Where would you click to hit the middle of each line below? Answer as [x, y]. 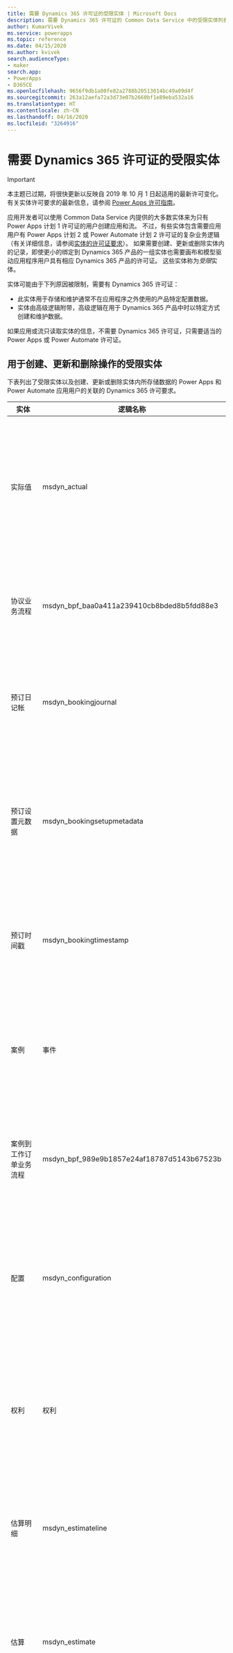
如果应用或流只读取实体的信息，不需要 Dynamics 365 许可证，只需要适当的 [114, 331]
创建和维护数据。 [42, 316]
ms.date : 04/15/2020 [37, 46]
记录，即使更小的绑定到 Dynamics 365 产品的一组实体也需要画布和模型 [114, 252]
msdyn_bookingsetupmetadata [93, 821]
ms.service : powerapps [40, 33]
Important [21, 180]
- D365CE [20, 85]
